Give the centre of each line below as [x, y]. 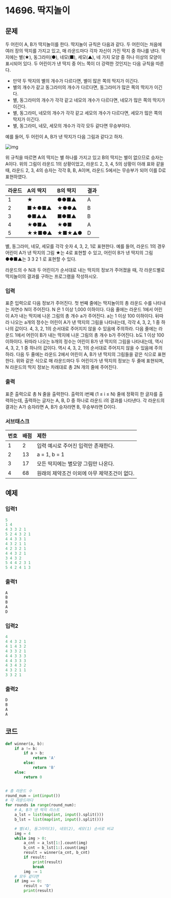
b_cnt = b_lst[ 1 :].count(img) [56, 848]
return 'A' [44, 758]
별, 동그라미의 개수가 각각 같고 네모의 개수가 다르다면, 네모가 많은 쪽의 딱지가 [89, 100]
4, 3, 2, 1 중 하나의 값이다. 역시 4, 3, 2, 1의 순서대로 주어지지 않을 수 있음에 [79, 348]
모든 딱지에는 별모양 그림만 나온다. [76, 464]
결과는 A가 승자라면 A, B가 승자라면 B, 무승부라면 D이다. [61, 407]
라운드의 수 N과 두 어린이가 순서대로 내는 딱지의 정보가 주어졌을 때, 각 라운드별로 [85, 270]
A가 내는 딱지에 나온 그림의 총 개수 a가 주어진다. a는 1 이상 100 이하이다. [82, 316]
